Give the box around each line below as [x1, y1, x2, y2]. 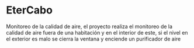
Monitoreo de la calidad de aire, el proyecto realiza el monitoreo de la [6, 23, 173, 30]
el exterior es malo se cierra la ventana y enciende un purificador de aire [6, 35, 181, 42]
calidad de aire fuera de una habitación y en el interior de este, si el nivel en [6, 29, 188, 36]
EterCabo [6, 4, 53, 17]
